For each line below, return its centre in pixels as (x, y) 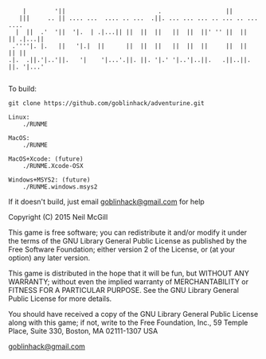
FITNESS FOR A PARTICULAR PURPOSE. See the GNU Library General (123, 290)
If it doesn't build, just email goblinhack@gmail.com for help (106, 201)
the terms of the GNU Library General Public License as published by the (127, 241)
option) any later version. (49, 258)
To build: (23, 89)
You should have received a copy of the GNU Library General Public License (133, 314)
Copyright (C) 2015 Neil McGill (58, 217)
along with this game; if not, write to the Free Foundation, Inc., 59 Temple (128, 322)
